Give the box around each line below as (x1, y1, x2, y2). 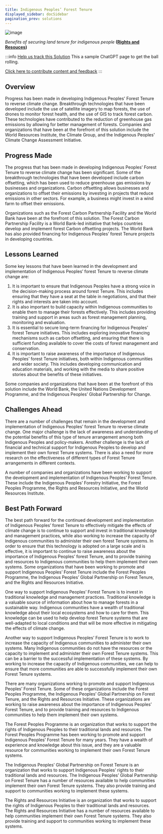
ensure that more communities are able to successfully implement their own (5, 666, 157, 672)
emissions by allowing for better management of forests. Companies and (5, 122, 151, 128)
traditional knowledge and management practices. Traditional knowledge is (5, 594, 156, 600)
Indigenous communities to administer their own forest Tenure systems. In (5, 538, 154, 544)
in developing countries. (5, 236, 54, 242)
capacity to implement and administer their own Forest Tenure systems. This (5, 651, 159, 657)
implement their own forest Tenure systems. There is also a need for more (5, 449, 153, 455)
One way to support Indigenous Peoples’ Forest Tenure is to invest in (5, 589, 143, 595)
